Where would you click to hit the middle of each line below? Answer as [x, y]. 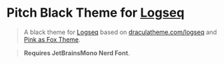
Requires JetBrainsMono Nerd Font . [77, 53]
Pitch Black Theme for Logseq [96, 13]
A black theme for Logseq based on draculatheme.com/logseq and [120, 32]
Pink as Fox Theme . [52, 39]
